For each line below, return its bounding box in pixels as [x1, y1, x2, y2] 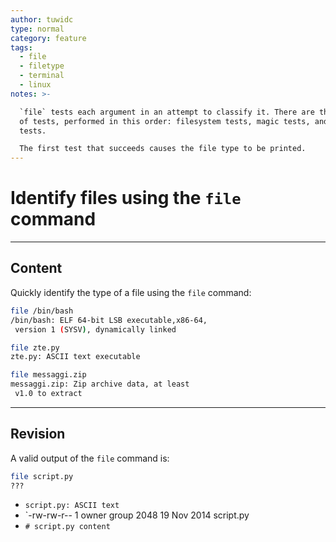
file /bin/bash [10, 306, 74, 316]
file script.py [10, 471, 74, 481]
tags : [10, 42, 33, 53]
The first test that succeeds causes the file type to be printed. [19, 144, 307, 154]
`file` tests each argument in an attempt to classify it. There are [19, 107, 315, 117]
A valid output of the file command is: [10, 452, 170, 464]
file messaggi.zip [10, 370, 87, 380]
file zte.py [10, 342, 60, 353]
